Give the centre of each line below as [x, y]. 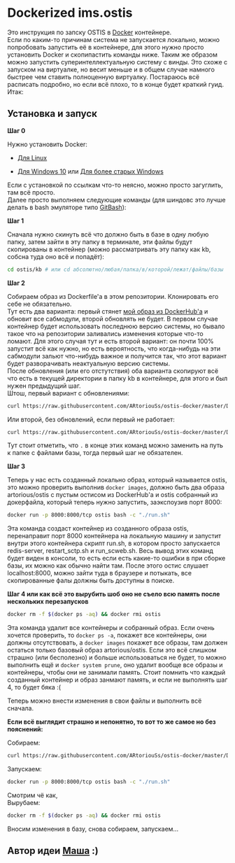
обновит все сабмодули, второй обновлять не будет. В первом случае [113, 318]
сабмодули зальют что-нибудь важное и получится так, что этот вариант [117, 356]
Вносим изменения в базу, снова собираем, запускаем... [93, 829]
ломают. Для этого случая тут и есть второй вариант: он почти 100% [111, 341]
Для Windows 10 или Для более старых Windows [91, 171]
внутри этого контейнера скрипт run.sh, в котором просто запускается [114, 543]
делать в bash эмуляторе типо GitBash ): [67, 207]
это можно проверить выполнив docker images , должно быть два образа [116, 487]
